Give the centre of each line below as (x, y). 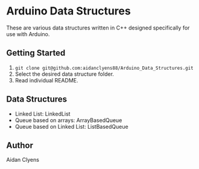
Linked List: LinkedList (43, 114)
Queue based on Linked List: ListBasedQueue (71, 126)
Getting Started (36, 53)
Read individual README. (46, 80)
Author (20, 145)
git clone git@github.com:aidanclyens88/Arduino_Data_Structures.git (104, 68)
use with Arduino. (28, 34)
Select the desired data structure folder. (65, 74)
